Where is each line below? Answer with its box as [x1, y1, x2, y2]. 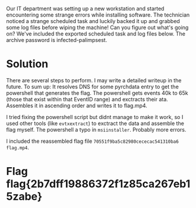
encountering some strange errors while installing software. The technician [6, 11, 190, 18]
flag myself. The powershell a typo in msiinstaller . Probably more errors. [6, 126, 186, 133]
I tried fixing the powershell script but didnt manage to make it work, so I [6, 113, 184, 120]
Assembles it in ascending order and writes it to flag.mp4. [6, 102, 147, 109]
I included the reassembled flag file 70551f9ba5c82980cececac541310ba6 [6, 137, 179, 145]
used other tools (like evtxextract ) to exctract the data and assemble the [6, 120, 184, 127]
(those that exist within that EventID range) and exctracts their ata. [6, 95, 168, 103]
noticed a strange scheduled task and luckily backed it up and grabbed [6, 18, 180, 24]
